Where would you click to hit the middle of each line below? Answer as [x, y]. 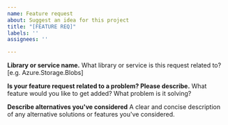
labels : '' [23, 33]
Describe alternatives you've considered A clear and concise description [114, 107]
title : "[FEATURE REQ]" [42, 26]
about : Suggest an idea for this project [68, 20]
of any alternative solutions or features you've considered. [91, 115]
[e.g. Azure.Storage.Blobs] [45, 73]
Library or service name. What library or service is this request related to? [114, 65]
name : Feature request [40, 14]
